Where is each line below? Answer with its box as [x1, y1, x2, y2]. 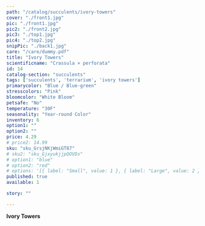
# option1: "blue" [6, 156, 53, 162]
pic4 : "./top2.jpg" [6, 37, 56, 43]
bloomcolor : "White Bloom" [6, 94, 75, 100]
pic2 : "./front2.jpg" [6, 26, 62, 32]
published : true [6, 173, 48, 180]
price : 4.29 [6, 134, 37, 140]
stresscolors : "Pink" [6, 89, 62, 95]
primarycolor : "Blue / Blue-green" [6, 83, 97, 89]
